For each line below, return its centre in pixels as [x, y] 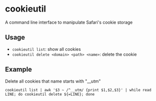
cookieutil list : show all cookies [47, 49]
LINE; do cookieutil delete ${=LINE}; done [50, 94]
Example [19, 69]
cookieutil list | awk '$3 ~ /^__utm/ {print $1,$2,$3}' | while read [78, 90]
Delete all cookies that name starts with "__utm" [53, 81]
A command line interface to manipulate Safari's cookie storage [69, 22]
